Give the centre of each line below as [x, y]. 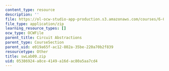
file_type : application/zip [35, 24]
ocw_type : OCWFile [24, 33]
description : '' [22, 14]
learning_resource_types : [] [36, 28]
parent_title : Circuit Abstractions [44, 38]
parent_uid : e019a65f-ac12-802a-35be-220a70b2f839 [59, 47]
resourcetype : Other [27, 51]
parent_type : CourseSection [35, 42]
